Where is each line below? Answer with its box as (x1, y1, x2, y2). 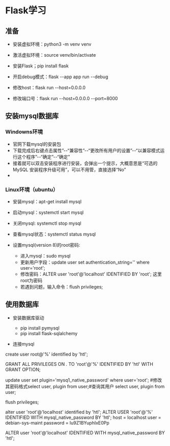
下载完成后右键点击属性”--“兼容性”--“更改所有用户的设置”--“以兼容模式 (12, 147, 160, 153)
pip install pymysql (20, 325, 60, 331)
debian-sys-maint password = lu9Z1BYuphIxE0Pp (5, 419, 109, 426)
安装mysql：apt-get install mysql (12, 198, 82, 204)
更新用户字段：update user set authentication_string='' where (20, 259, 150, 265)
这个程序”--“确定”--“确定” (17, 154, 70, 160)
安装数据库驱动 (12, 315, 44, 321)
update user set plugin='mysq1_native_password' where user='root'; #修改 (5, 377, 162, 383)
